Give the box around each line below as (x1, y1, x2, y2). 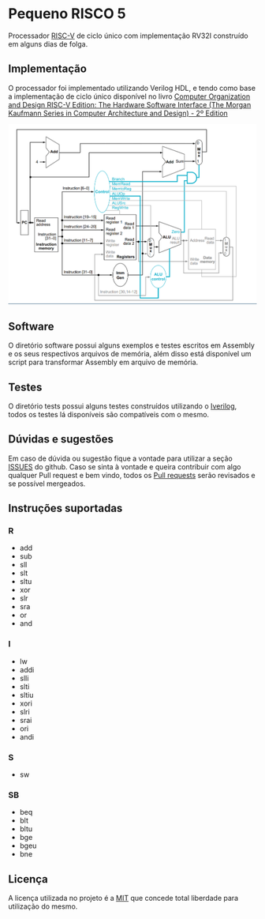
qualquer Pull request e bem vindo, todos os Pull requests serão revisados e (8, 470, 256, 480)
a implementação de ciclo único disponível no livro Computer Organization (8, 92, 251, 101)
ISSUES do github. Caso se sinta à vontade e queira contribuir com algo (8, 461, 241, 471)
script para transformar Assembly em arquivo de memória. (8, 357, 199, 367)
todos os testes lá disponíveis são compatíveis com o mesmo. (8, 409, 210, 419)
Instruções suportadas (8, 502, 123, 515)
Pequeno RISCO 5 (8, 5, 126, 23)
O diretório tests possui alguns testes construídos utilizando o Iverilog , (8, 401, 237, 411)
